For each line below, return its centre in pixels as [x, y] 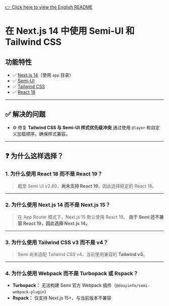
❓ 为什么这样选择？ [34, 156]
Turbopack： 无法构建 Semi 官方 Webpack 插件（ [64, 285]
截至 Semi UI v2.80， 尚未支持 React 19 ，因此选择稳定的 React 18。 [87, 186]
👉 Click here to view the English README [49, 7]
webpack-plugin [28, 292]
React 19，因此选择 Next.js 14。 [57, 223]
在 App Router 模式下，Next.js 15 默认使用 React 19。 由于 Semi [83, 217]
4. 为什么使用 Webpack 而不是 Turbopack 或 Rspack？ [72, 274]
